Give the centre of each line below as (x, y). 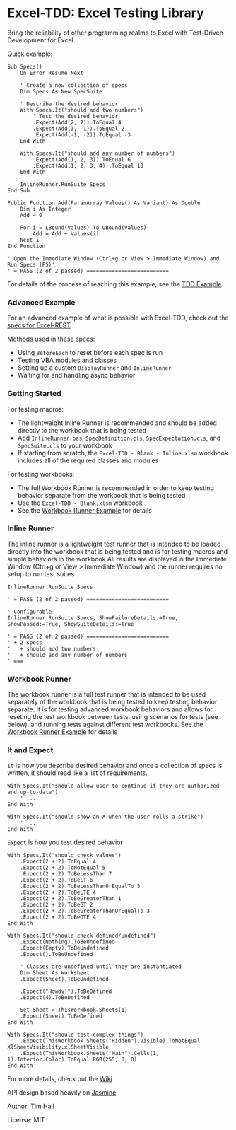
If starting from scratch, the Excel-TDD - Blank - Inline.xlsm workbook (123, 453)
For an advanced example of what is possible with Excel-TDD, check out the (118, 318)
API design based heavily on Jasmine (62, 1093)
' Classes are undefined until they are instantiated (101, 967)
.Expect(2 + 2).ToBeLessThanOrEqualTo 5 (80, 886)
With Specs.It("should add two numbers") (82, 110)
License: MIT (26, 1120)
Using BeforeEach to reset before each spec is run (90, 353)
